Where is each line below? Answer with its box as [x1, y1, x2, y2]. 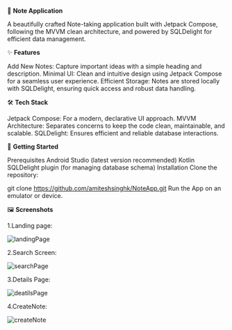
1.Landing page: [7, 222, 53, 229]
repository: [7, 171, 39, 179]
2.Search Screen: [7, 249, 57, 256]
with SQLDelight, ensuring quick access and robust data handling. [7, 84, 197, 92]
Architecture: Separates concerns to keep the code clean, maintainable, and [7, 122, 226, 130]
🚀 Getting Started [7, 142, 59, 151]
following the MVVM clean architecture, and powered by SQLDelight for [7, 28, 213, 35]
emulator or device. [7, 192, 63, 199]
